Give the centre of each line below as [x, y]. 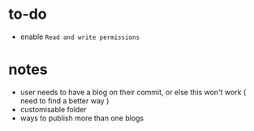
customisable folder [53, 109]
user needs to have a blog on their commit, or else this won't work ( [133, 92]
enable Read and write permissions [80, 37]
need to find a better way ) [65, 100]
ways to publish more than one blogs [82, 118]
